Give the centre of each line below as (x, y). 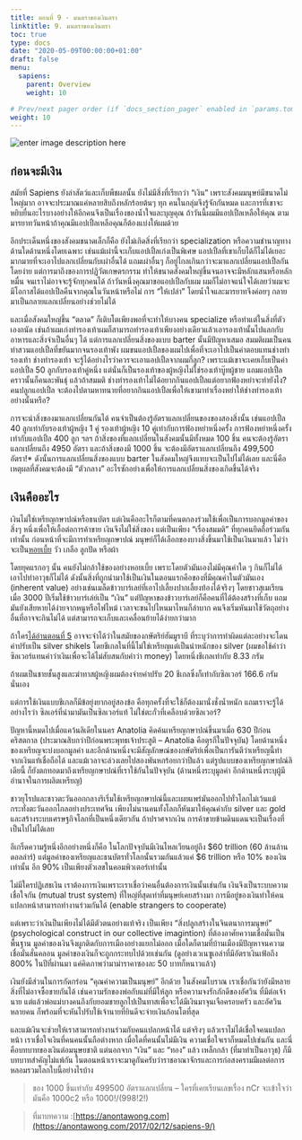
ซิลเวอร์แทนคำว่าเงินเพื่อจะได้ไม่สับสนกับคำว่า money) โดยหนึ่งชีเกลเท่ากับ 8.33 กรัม (137, 655)
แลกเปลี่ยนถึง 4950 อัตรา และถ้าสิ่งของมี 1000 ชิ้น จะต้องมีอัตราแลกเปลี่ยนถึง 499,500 (142, 449)
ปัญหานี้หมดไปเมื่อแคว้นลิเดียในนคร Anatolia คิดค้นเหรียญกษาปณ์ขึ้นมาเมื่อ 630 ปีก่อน (141, 730)
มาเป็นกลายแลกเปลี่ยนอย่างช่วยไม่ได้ (63, 302)
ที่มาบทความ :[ (54, 1116)
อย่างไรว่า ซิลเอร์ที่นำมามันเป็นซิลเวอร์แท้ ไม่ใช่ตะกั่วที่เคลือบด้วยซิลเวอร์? (116, 712)
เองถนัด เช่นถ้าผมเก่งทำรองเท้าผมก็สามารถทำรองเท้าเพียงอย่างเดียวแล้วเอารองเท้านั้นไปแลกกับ (147, 329)
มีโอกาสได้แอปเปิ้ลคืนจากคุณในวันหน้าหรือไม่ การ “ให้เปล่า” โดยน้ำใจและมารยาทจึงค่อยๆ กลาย (149, 292)
